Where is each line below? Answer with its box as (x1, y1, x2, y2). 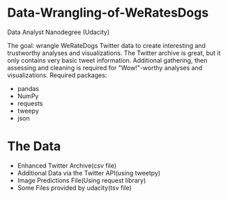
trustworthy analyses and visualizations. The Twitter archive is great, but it (7, 49, 221, 57)
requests (17, 99, 43, 107)
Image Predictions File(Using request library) (17, 176, 146, 184)
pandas (17, 84, 40, 93)
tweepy (17, 106, 40, 115)
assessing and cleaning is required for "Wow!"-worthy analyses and (7, 63, 203, 72)
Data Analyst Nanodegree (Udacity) (7, 28, 110, 36)
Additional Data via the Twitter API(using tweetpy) (17, 168, 161, 177)
